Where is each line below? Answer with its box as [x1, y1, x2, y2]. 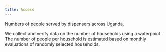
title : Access [5, 7, 35, 12]
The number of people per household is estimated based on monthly [5, 36, 146, 42]
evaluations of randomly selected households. [5, 41, 100, 47]
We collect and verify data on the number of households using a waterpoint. [5, 30, 162, 36]
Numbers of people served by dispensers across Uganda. [5, 21, 124, 27]
